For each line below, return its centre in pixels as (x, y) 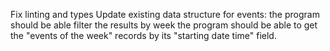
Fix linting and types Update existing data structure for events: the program (165, 14)
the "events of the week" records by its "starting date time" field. (143, 35)
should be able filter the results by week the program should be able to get (164, 25)
